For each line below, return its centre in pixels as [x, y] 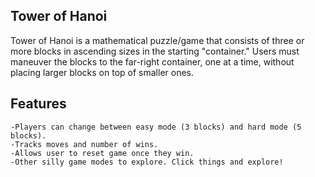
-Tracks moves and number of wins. [84, 144]
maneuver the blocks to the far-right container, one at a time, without [152, 61]
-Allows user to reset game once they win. [102, 153]
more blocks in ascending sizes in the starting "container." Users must [155, 51]
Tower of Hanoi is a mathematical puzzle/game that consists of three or [157, 40]
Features [38, 104]
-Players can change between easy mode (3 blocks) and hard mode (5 [156, 127]
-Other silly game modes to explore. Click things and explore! [147, 162]
